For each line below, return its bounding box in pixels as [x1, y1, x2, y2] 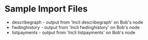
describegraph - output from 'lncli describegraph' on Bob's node [11, 19, 144, 25]
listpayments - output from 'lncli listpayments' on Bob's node [11, 29, 136, 35]
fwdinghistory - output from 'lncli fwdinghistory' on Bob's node [11, 24, 140, 30]
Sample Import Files [4, 3, 88, 14]
